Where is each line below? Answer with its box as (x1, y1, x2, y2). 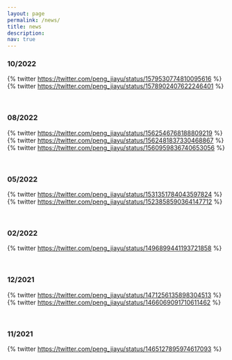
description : (7, 29, 45, 37)
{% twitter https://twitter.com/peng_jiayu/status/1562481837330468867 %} (7, 136, 224, 145)
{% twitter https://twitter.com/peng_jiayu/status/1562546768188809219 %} (7, 129, 223, 137)
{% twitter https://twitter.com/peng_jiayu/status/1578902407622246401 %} (7, 82, 224, 90)
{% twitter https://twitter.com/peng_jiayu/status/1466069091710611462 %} (7, 298, 221, 306)
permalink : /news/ (7, 17, 60, 24)
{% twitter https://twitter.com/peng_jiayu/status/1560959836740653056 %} (7, 143, 226, 152)
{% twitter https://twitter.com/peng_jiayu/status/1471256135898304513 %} (7, 291, 222, 299)
